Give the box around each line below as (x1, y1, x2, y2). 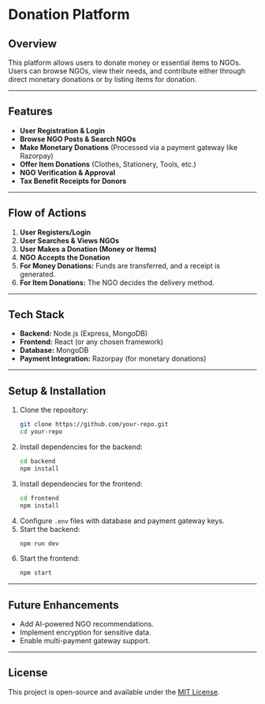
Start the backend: (19, 524, 80, 534)
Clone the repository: (19, 405, 89, 415)
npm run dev (19, 539, 59, 548)
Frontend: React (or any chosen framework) (19, 337, 164, 346)
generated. (19, 269, 56, 279)
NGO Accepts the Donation (19, 253, 110, 262)
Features (8, 105, 53, 118)
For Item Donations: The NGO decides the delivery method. (19, 278, 215, 287)
